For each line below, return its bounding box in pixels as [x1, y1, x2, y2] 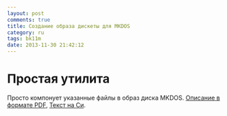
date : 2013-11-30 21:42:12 [7, 42, 84, 48]
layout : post [7, 10, 45, 17]
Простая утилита [7, 71, 110, 87]
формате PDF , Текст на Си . [7, 100, 86, 109]
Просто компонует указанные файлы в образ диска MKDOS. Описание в [7, 93, 221, 102]
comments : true [7, 16, 51, 23]
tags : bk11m [7, 35, 41, 42]
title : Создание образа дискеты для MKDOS [7, 23, 130, 29]
